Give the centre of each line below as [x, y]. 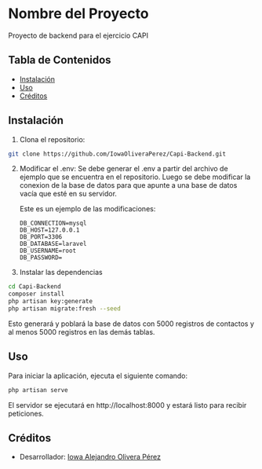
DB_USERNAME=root [48, 251]
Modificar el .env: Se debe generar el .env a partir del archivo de [124, 169]
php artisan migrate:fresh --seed [65, 309]
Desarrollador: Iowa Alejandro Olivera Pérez [90, 457]
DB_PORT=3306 [41, 237]
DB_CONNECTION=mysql [53, 224]
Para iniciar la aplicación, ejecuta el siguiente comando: [98, 376]
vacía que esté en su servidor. [68, 194]
